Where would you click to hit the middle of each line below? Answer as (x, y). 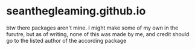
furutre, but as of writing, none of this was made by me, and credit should (98, 34)
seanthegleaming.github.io (76, 11)
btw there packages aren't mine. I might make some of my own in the (92, 28)
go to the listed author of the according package (66, 40)
